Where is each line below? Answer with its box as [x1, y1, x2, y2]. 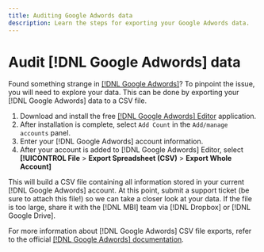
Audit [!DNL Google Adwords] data [8, 53, 241, 71]
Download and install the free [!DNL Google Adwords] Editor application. [19, 112, 257, 121]
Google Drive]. [8, 211, 55, 220]
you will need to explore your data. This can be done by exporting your [8, 88, 239, 97]
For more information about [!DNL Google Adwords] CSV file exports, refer [8, 227, 252, 236]
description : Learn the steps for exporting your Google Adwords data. [8, 19, 250, 27]
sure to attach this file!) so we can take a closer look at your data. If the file [8, 194, 252, 204]
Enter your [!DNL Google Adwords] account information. [19, 136, 204, 147]
